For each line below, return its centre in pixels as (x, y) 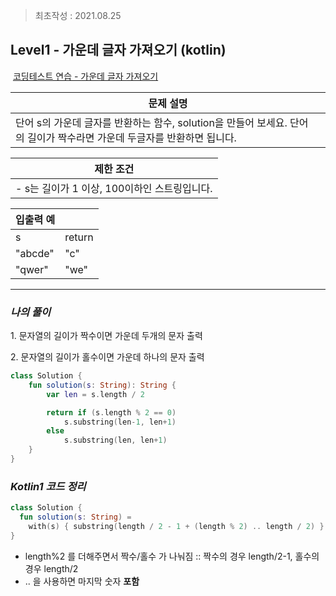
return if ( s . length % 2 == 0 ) (111, 412)
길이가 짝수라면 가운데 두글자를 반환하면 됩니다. (132, 137)
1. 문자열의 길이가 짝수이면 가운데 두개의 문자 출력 (106, 336)
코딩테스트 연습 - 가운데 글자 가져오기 (85, 76)
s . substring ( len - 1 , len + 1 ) (120, 422)
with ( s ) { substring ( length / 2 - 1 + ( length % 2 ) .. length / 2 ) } (176, 527)
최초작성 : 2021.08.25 (78, 15)
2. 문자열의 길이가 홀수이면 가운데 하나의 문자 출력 (107, 357)
